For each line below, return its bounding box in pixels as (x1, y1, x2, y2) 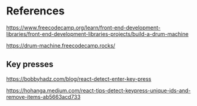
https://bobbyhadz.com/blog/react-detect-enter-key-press (6, 75, 151, 82)
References (6, 4, 65, 18)
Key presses (6, 59, 54, 69)
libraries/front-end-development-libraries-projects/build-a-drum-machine (6, 30, 189, 37)
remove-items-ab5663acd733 (6, 93, 81, 100)
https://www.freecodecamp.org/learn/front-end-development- (6, 24, 160, 31)
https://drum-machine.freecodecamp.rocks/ (6, 42, 116, 49)
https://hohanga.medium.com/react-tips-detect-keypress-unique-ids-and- (6, 87, 191, 94)
